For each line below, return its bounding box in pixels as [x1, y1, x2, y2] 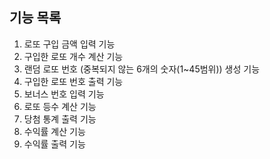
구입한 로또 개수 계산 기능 [23, 50, 124, 62]
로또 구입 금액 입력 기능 [23, 38, 116, 50]
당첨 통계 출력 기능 [23, 113, 97, 125]
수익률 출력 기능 [23, 138, 86, 150]
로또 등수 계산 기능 [23, 100, 97, 112]
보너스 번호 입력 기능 [23, 88, 105, 100]
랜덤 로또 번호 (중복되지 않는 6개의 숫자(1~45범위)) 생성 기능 [23, 63, 261, 75]
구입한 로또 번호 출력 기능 [23, 75, 124, 87]
